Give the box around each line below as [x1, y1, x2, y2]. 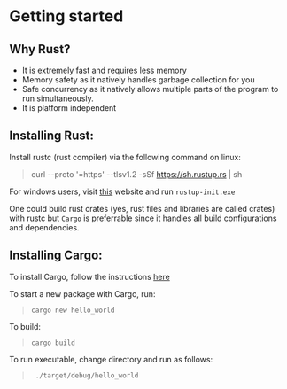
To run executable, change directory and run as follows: [9, 354, 213, 364]
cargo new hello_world [30, 306, 115, 315]
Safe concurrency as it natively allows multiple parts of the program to [21, 84, 279, 94]
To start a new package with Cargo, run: [9, 288, 156, 299]
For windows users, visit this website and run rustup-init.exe [9, 186, 236, 197]
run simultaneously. [21, 93, 95, 104]
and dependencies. [9, 222, 80, 232]
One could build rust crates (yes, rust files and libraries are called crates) [9, 203, 275, 214]
